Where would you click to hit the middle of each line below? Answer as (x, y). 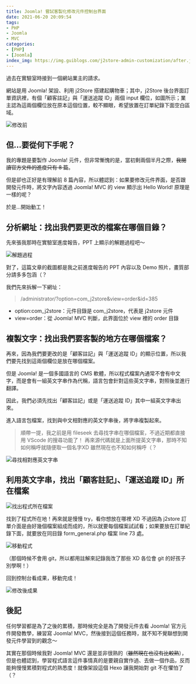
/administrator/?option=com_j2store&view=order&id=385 (89, 299)
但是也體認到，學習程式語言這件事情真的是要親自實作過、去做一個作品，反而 (98, 660)
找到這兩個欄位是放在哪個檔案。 (60, 361)
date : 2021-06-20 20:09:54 (39, 17)
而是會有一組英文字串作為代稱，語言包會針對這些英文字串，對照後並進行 (103, 381)
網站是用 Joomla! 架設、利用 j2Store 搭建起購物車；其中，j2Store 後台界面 (95, 90)
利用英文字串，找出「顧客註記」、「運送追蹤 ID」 (91, 480)
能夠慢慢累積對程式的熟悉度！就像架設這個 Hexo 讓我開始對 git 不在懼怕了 (95, 668)
